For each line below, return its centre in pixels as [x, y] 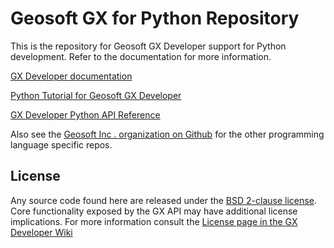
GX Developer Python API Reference [85, 114]
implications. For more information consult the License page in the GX [154, 221]
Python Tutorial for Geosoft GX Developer [96, 95]
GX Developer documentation [71, 76]
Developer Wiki [41, 232]
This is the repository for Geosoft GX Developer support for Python [148, 46]
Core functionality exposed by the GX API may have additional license [154, 211]
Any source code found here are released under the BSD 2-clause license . [163, 200]
